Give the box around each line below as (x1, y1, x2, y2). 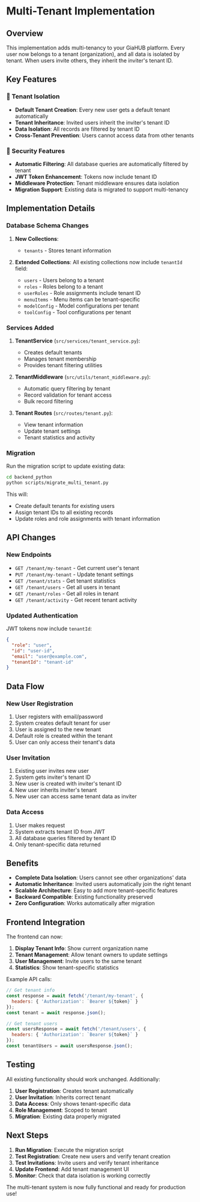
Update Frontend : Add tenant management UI (14, 1165, 129, 1173)
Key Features (6, 74, 57, 85)
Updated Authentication (6, 611, 78, 619)
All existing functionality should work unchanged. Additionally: (6, 1076, 160, 1083)
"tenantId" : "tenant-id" (11, 659, 74, 665)
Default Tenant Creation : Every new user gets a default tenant (14, 106, 170, 113)
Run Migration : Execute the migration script (14, 1146, 124, 1153)
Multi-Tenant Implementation (6, 4, 155, 18)
